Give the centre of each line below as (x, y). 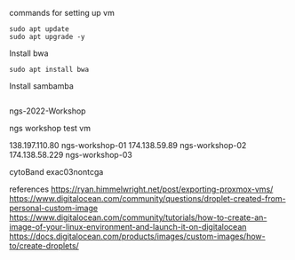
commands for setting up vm (62, 13)
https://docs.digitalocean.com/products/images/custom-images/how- (137, 236)
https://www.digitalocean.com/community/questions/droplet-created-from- (147, 198)
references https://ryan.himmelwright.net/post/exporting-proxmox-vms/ (141, 189)
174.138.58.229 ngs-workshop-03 (71, 155)
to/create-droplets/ (44, 246)
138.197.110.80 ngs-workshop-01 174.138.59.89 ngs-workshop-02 (128, 145)
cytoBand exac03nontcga (56, 172)
